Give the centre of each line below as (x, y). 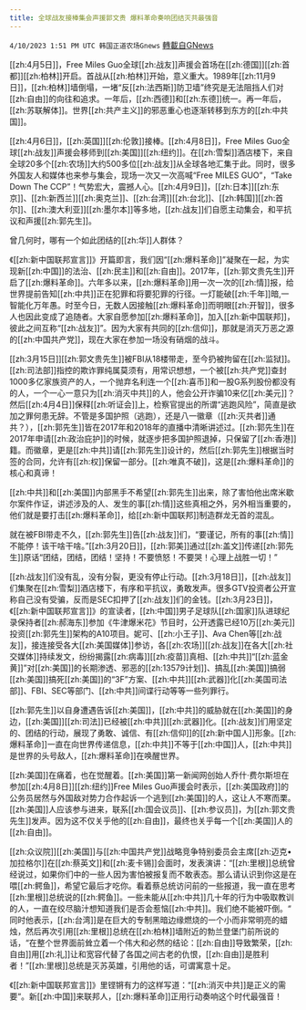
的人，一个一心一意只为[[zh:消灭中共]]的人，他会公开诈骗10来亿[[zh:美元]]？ (153, 392)
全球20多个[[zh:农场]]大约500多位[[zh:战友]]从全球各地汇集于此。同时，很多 (153, 163)
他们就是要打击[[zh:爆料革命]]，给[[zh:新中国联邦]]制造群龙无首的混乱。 (144, 515)
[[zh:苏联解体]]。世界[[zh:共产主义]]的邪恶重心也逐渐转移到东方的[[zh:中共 (149, 109)
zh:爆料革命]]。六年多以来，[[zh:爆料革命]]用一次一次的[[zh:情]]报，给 (163, 282)
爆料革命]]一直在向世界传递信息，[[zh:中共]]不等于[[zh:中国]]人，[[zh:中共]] (151, 744)
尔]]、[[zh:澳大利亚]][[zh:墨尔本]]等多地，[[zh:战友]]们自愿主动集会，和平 (147, 209)
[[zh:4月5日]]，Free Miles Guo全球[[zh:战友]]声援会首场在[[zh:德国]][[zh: (146, 64)
